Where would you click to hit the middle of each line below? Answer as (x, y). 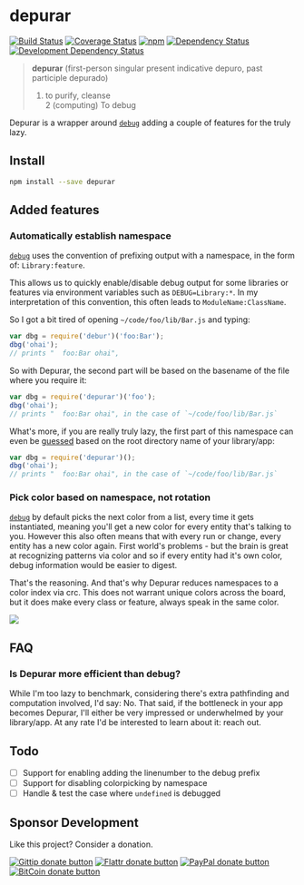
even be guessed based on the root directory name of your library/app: (142, 440)
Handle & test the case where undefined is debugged (121, 793)
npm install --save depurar (63, 182)
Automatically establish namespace (90, 235)
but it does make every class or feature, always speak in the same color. (144, 602)
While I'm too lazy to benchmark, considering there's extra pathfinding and (149, 693)
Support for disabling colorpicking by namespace (115, 783)
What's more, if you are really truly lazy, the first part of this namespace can (152, 431)
